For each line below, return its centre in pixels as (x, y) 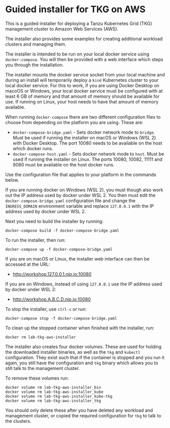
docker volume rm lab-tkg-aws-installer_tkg (53, 401)
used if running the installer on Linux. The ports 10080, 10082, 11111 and (88, 159)
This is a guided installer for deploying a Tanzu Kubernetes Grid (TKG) (79, 23)
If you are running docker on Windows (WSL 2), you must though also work (84, 190)
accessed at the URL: (28, 264)
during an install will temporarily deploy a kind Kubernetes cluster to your (82, 80)
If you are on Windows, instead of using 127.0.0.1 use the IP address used (84, 284)
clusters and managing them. (36, 44)
